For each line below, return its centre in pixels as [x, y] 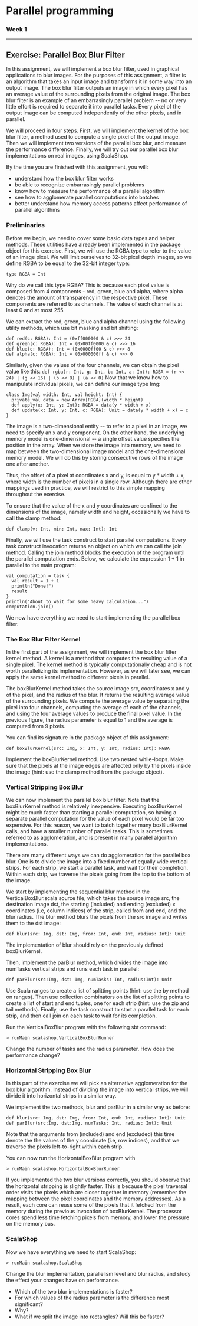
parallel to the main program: [41, 565]
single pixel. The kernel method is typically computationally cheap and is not [99, 664]
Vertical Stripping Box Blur [45, 787]
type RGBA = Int [26, 274]
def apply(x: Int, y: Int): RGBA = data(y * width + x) [81, 405]
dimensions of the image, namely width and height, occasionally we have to [98, 512]
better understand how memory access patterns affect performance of [101, 204]
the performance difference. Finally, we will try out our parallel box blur [92, 149]
